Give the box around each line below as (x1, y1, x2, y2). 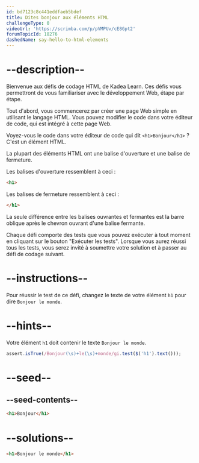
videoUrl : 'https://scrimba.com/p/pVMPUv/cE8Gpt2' (6, 25, 136, 32)
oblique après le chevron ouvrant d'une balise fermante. (6, 219, 145, 227)
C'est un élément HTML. (6, 138, 67, 145)
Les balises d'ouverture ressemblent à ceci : (6, 168, 116, 175)
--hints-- (6, 319, 52, 332)
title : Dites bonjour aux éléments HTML (6, 14, 109, 20)
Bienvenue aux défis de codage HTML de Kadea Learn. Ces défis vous (6, 83, 182, 90)
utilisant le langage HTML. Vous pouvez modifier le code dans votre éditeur (6, 113, 193, 121)
